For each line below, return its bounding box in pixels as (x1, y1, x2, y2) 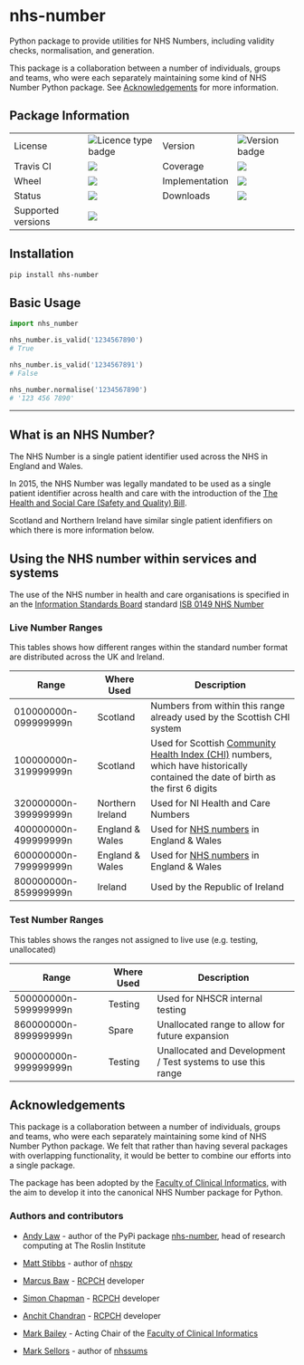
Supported (14, 204, 60, 216)
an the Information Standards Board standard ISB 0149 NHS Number (9, 599, 264, 610)
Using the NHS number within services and (9, 551, 258, 566)
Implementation (162, 174, 229, 187)
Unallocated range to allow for (157, 1018, 285, 1031)
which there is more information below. (9, 524, 155, 535)
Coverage (162, 159, 204, 172)
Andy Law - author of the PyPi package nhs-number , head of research (22, 1230, 286, 1241)
